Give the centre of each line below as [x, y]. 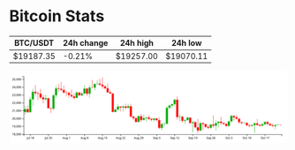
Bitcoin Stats [57, 16]
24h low [186, 43]
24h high [137, 43]
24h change [86, 43]
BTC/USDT [34, 43]
